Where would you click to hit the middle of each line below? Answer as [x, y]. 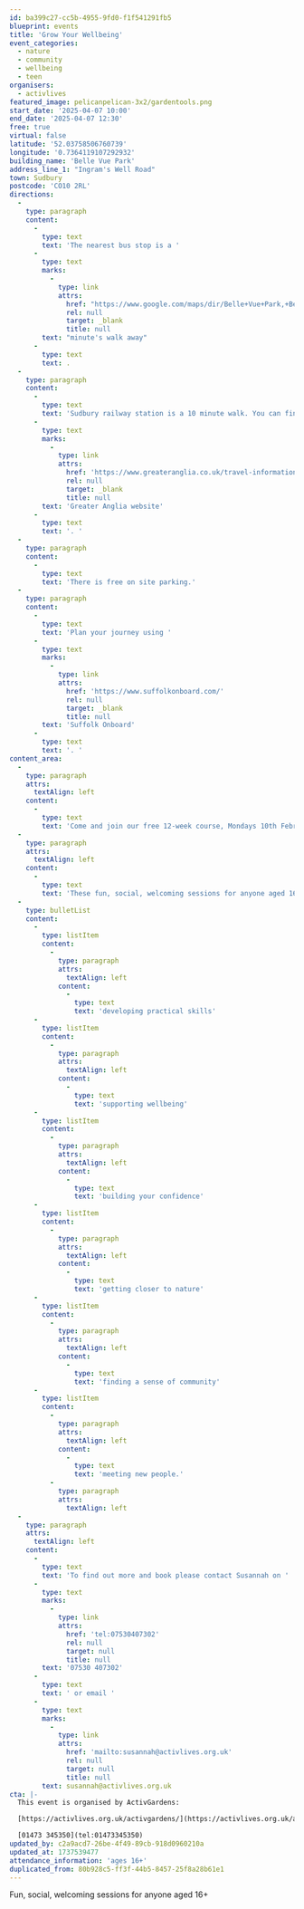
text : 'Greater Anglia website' [103, 506]
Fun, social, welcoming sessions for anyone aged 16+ [109, 1895]
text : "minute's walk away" [95, 338]
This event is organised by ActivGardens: [99, 1803]
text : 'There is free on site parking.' [119, 582]
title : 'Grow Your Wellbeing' [66, 34]
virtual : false [38, 136]
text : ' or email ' [79, 1693]
